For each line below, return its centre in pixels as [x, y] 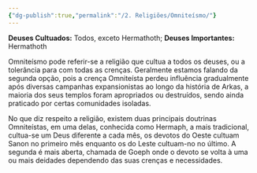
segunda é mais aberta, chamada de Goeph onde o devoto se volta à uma [128, 152]
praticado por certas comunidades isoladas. [80, 103]
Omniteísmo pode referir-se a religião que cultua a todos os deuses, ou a [127, 61]
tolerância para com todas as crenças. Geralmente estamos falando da [123, 70]
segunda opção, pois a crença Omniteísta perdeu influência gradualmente [128, 78]
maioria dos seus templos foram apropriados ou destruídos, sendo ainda [126, 94]
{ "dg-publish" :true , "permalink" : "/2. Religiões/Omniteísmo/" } [112, 15]
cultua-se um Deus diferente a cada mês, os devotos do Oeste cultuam [124, 135]
